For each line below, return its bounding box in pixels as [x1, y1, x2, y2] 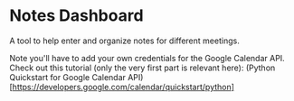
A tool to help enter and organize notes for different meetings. [9, 35, 240, 46]
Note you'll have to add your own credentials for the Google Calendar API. [9, 52, 285, 63]
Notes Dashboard [9, 5, 144, 26]
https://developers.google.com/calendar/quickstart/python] [12, 81, 235, 92]
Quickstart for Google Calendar [9, 71, 127, 82]
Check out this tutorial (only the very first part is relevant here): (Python [9, 62, 276, 73]
